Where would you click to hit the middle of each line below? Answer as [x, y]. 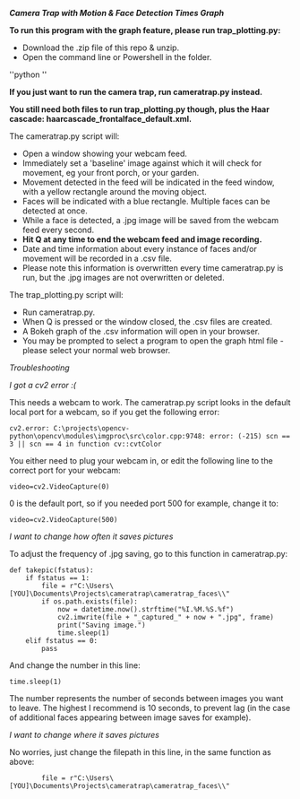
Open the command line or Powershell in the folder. [117, 57]
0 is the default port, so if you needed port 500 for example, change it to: [144, 503]
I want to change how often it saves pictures [91, 536]
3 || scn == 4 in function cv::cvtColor [86, 444]
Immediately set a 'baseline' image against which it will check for [142, 163]
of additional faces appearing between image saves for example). [130, 717]
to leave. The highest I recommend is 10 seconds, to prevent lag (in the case [150, 708]
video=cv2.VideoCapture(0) [60, 487]
